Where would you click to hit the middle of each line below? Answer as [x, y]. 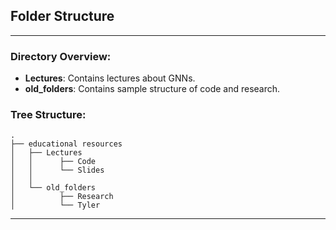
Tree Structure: [48, 115]
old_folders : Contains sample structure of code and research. [152, 89]
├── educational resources [66, 144]
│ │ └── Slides [57, 170]
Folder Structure [62, 16]
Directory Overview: [61, 56]
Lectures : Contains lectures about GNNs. [110, 78]
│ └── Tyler [55, 205]
